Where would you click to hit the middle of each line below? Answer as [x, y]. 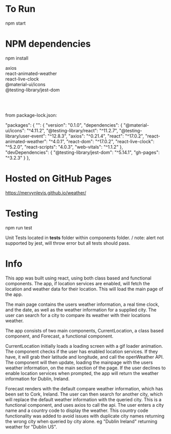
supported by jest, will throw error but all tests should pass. [68, 243]
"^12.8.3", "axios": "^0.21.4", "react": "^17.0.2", [96, 136]
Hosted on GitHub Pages [58, 179]
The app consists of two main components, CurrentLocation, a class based [84, 330]
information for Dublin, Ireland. [38, 379]
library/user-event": [26, 136]
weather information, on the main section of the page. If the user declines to [85, 368]
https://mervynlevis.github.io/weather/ [46, 192]
